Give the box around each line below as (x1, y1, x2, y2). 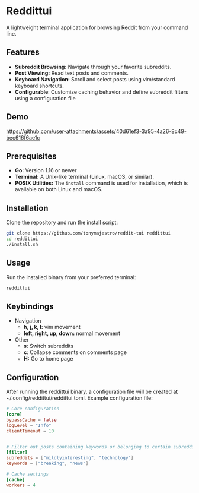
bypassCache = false (6, 417, 57, 423)
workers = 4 (6, 482, 36, 488)
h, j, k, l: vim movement (23, 324, 81, 331)
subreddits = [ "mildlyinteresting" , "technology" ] (6, 455, 134, 461)
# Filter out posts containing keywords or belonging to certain (6, 444, 171, 450)
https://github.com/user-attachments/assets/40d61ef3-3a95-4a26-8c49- (6, 128, 187, 135)
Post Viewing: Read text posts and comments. (14, 69, 129, 77)
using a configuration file (14, 94, 76, 102)
